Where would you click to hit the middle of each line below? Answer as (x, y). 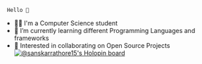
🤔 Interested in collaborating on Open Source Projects (92, 45)
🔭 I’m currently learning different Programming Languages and (105, 31)
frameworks (31, 38)
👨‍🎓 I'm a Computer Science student (66, 23)
